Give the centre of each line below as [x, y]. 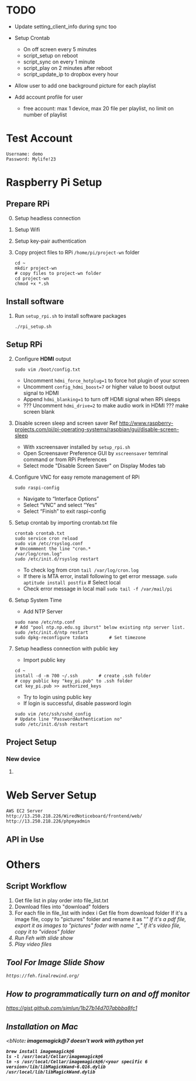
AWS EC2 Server [25, 811]
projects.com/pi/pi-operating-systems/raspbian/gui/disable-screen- [97, 429]
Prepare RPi [28, 204]
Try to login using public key [57, 697]
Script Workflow [37, 886]
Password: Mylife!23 [31, 159]
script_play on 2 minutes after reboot [68, 68]
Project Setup [32, 742]
